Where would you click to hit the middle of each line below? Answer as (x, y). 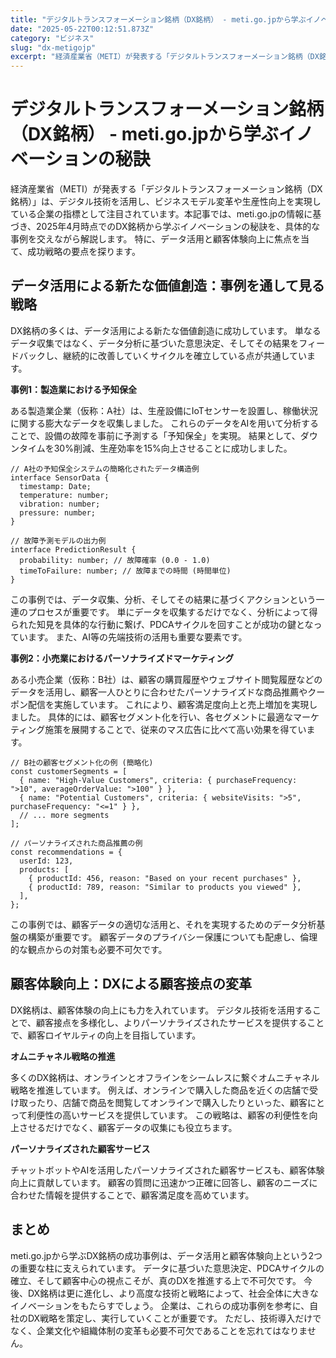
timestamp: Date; (55, 486)
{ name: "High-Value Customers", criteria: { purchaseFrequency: (158, 780)
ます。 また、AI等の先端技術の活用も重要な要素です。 (137, 637)
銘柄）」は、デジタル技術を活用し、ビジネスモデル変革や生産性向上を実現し (166, 202)
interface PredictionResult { (73, 549)
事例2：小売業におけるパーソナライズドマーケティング (122, 658)
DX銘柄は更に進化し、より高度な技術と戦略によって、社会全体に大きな (173, 1293)
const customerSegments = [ (69, 771)
